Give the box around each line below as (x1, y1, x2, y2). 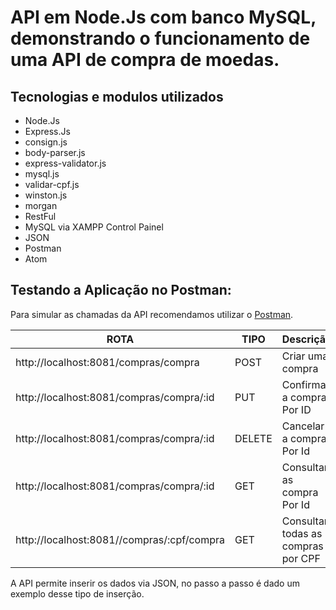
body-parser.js (24, 147, 86, 158)
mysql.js (24, 168, 60, 180)
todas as (281, 526, 323, 540)
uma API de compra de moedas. (10, 49, 280, 71)
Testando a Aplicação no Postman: (10, 282, 232, 299)
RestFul (24, 211, 57, 222)
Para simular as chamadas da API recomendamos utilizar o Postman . (10, 308, 294, 320)
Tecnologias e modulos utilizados (10, 88, 224, 105)
